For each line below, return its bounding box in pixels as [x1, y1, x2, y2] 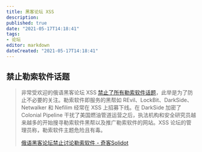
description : [6, 14, 39, 20]
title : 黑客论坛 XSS [6, 8, 54, 15]
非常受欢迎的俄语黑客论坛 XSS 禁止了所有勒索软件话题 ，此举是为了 [21, 88, 188, 96]
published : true [6, 20, 47, 26]
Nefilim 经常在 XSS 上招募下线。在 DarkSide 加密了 [54, 103, 182, 111]
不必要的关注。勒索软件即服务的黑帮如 [26, 96, 122, 103]
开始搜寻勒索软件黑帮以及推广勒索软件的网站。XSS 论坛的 [42, 118, 187, 126]
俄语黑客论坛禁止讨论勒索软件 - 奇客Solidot [21, 139, 128, 146]
